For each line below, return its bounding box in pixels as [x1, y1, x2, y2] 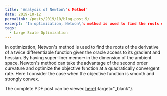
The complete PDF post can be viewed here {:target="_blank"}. [5, 86, 134, 91]
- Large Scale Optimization [9, 30, 68, 35]
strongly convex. [5, 76, 40, 82]
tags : [5, 26, 16, 31]
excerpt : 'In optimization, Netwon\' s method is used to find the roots [5, 21, 159, 26]
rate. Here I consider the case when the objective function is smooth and [5, 71, 155, 76]
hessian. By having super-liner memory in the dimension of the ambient [5, 55, 152, 60]
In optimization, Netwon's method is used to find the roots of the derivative [5, 44, 159, 50]
